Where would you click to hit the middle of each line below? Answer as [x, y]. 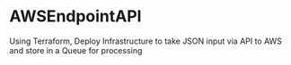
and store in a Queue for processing [76, 50]
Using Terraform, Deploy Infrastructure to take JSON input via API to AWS [146, 41]
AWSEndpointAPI [75, 16]
